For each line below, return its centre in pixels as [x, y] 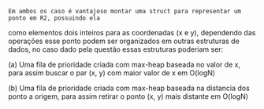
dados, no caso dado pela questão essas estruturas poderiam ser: [116, 49]
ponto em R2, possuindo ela [54, 18]
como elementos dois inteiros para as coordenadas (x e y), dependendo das [132, 33]
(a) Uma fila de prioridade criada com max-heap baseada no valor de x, [125, 64]
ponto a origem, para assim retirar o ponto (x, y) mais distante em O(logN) [128, 96]
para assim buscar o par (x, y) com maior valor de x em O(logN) [112, 73]
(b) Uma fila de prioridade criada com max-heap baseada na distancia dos [129, 88]
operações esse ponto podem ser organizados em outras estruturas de [124, 41]
